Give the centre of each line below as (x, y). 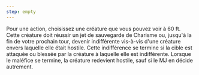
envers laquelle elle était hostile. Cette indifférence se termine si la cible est (99, 48)
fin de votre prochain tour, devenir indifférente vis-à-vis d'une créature (94, 41)
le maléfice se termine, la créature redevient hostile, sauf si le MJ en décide (99, 60)
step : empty (21, 12)
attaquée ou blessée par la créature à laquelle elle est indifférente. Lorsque (99, 54)
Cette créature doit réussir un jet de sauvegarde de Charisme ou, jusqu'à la (99, 35)
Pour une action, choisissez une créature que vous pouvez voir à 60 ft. (94, 29)
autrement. (20, 67)
